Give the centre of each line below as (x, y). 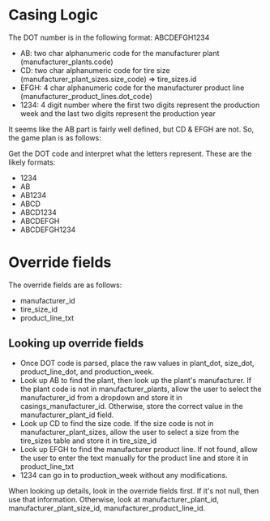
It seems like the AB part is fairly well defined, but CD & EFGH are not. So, (131, 129)
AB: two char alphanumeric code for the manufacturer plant (120, 53)
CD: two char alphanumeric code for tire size (95, 70)
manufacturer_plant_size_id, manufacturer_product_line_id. (107, 508)
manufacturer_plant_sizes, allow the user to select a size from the (129, 432)
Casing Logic (54, 15)
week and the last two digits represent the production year (118, 113)
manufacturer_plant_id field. (67, 415)
